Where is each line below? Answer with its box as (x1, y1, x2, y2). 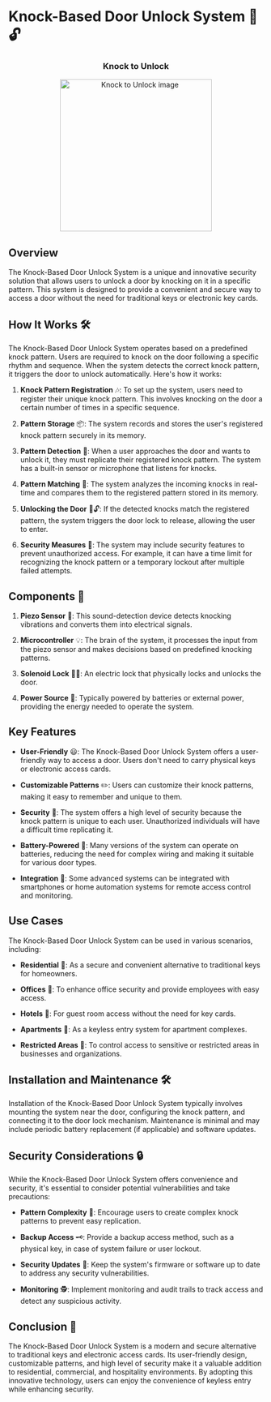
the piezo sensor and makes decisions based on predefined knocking (19, 644, 252, 654)
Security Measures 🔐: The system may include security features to (19, 540, 245, 550)
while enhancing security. (8, 1384, 95, 1394)
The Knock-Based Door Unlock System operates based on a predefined (8, 344, 248, 354)
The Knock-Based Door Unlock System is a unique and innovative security (8, 268, 257, 277)
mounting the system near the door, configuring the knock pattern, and (8, 1107, 245, 1117)
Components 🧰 (8, 590, 85, 603)
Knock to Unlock (102, 61, 170, 72)
